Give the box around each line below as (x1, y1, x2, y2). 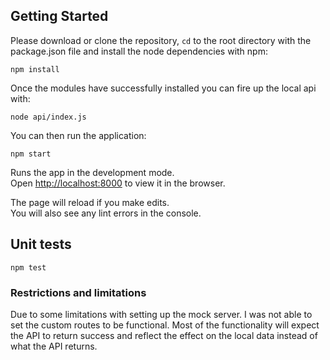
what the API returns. (10, 340, 98, 352)
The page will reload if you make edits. (10, 196, 170, 208)
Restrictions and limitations (10, 285, 147, 299)
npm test (10, 262, 47, 273)
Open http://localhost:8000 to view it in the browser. (10, 177, 226, 189)
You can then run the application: (10, 129, 147, 141)
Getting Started (10, 8, 109, 25)
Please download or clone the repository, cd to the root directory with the (10, 34, 312, 46)
